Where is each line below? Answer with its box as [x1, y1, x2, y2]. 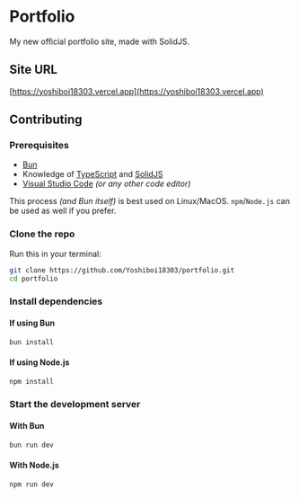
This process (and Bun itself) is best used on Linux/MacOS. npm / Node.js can [9, 196, 290, 207]
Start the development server [9, 398, 141, 411]
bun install [9, 337, 54, 347]
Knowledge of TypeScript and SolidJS [22, 169, 163, 180]
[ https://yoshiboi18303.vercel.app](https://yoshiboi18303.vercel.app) [9, 85, 265, 96]
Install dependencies [9, 295, 103, 307]
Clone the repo [9, 227, 75, 240]
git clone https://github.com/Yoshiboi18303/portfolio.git [9, 265, 235, 275]
